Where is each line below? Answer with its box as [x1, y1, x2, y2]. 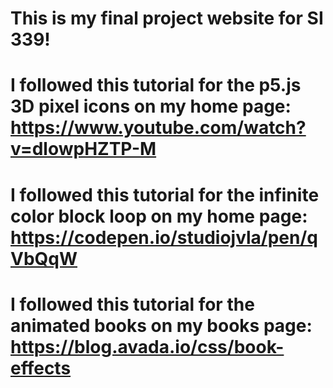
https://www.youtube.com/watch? [10, 117, 307, 139]
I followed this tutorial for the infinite [10, 183, 320, 206]
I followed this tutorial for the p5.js [10, 74, 302, 97]
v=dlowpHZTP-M [10, 138, 157, 161]
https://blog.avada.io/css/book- [10, 335, 285, 358]
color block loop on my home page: [10, 205, 308, 227]
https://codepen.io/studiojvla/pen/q [10, 226, 318, 249]
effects [10, 357, 72, 379]
